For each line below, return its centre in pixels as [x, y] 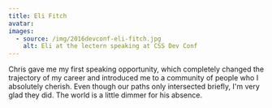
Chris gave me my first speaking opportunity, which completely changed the [136, 69]
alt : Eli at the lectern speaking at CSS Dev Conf [110, 46]
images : [22, 31]
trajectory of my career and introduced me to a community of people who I [134, 78]
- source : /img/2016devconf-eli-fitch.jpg [89, 39]
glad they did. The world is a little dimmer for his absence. [106, 95]
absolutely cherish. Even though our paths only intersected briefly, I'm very [134, 87]
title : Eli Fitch [38, 16]
